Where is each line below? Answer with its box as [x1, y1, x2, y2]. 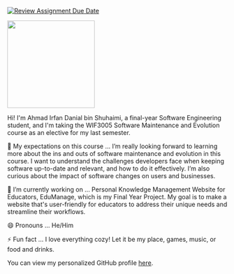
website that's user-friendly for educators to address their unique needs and [7, 200, 228, 208]
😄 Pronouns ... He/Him [7, 221, 74, 229]
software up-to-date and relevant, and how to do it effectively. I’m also [7, 164, 210, 173]
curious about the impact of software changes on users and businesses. [7, 172, 216, 180]
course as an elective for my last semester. [7, 129, 131, 136]
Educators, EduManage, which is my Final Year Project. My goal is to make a [7, 193, 227, 201]
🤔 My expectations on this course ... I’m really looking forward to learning [7, 142, 218, 150]
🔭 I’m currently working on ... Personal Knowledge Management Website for [7, 185, 226, 194]
